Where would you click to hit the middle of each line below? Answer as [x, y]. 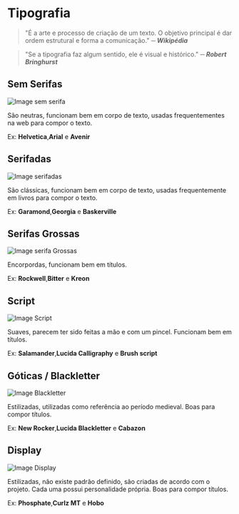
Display [25, 451]
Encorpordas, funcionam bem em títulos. [67, 264]
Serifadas [29, 159]
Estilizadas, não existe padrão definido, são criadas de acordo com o [109, 481]
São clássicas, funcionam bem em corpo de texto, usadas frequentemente [117, 190]
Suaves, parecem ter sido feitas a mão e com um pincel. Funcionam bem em [119, 332]
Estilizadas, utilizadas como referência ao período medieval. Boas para [111, 407]
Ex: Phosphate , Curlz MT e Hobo [56, 503]
